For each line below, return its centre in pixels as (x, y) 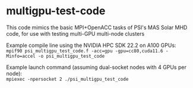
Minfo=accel (21, 56)
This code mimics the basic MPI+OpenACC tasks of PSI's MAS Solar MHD (97, 27)
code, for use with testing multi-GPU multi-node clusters (75, 33)
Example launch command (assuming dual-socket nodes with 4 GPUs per (96, 67)
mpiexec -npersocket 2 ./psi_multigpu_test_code (67, 79)
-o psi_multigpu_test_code (71, 56)
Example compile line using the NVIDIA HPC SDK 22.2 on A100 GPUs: (91, 45)
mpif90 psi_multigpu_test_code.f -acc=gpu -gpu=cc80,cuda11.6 (85, 51)
